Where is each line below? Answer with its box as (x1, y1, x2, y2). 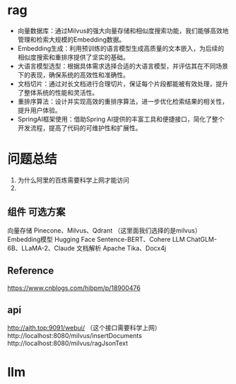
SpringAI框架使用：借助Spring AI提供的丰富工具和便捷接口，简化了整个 (17, 115, 225, 123)
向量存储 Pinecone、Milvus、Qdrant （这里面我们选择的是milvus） (7, 226, 201, 235)
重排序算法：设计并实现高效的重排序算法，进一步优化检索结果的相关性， (17, 97, 228, 105)
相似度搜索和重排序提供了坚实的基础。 (17, 52, 129, 62)
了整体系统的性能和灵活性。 (17, 88, 99, 97)
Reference (7, 264, 54, 277)
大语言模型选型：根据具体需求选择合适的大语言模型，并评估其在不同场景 (17, 62, 228, 70)
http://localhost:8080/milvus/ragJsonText (7, 339, 129, 348)
